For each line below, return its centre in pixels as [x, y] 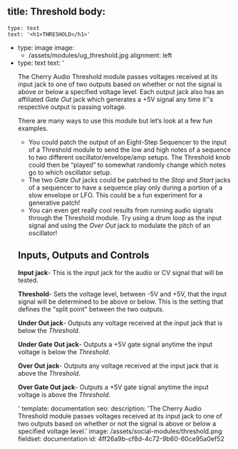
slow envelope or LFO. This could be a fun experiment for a [115, 195]
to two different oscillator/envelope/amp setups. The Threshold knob [129, 157]
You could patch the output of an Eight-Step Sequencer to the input [127, 142]
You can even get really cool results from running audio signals [121, 210]
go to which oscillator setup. [70, 172]
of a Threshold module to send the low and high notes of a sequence [130, 150]
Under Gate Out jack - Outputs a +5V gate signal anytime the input [115, 344]
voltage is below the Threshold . [64, 351]
